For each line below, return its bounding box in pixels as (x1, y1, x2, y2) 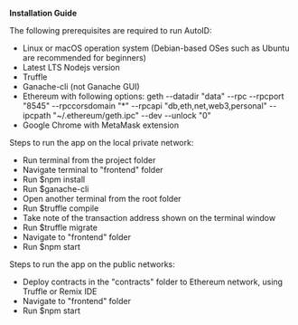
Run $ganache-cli (22, 184, 89, 194)
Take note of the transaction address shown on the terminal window (22, 213, 276, 223)
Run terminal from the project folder (22, 155, 156, 166)
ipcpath (22, 110, 51, 120)
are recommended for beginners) (22, 53, 147, 62)
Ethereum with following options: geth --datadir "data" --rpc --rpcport (22, 91, 284, 101)
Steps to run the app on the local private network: (9, 138, 194, 148)
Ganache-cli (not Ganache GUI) (22, 81, 140, 91)
